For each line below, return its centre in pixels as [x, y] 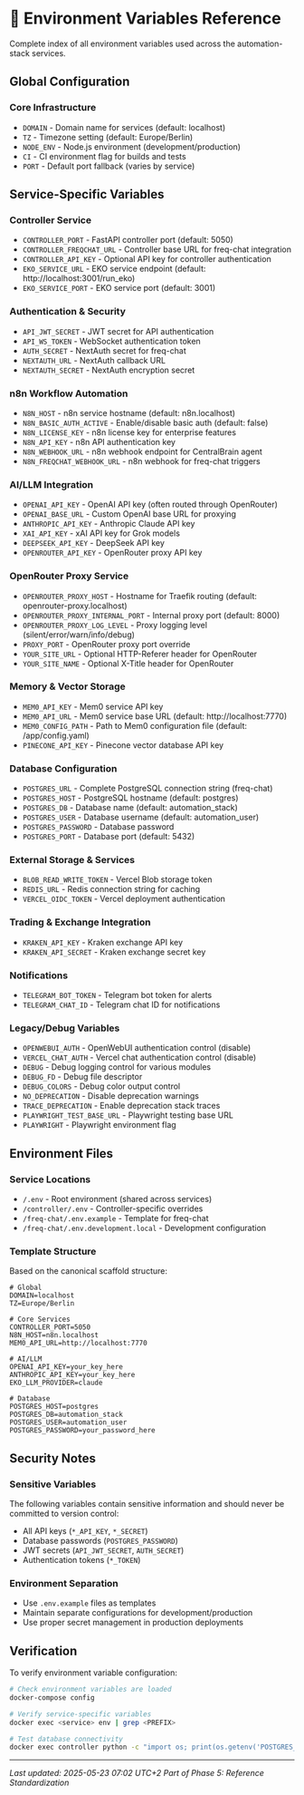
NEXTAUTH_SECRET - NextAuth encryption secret [109, 370]
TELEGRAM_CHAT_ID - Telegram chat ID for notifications [121, 1004]
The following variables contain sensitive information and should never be [147, 1503]
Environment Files [62, 1154]
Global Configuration [70, 82]
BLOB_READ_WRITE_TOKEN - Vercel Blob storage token [117, 879]
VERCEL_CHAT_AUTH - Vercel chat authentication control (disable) [139, 1058]
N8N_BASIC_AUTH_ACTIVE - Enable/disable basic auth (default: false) [145, 422]
